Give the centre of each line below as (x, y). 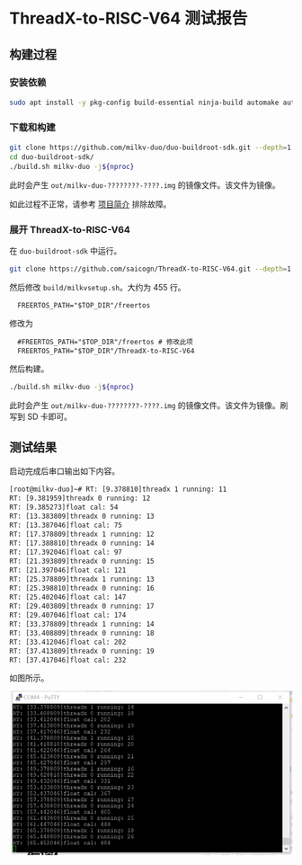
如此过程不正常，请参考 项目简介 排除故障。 (90, 204)
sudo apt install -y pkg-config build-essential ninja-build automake (144, 103)
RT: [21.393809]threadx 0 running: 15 (82, 561)
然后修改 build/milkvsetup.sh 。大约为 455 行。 (98, 287)
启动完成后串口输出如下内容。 (64, 471)
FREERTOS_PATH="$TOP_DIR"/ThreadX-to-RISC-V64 (106, 351)
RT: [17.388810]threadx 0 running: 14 (82, 543)
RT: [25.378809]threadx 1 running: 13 (82, 579)
